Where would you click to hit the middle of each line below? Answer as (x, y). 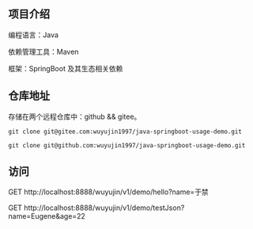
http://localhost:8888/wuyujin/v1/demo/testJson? (104, 208)
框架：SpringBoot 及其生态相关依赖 (66, 68)
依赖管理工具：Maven (43, 52)
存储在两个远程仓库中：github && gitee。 (75, 116)
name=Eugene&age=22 (47, 216)
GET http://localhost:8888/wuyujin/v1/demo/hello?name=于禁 (109, 192)
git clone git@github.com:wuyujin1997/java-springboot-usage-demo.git (127, 145)
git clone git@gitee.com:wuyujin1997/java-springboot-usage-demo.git (125, 132)
